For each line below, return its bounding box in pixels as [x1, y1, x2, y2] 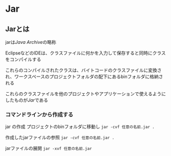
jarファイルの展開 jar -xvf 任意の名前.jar [5, 145, 92, 151]
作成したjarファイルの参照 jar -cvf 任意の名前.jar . [5, 135, 115, 141]
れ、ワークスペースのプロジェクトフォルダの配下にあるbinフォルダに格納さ [5, 73, 163, 80]
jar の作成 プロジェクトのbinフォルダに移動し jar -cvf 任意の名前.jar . [5, 123, 155, 130]
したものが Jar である [5, 97, 48, 103]
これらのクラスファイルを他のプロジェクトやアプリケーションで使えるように [5, 91, 166, 97]
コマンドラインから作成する [5, 111, 74, 118]
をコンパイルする [5, 57, 41, 62]
